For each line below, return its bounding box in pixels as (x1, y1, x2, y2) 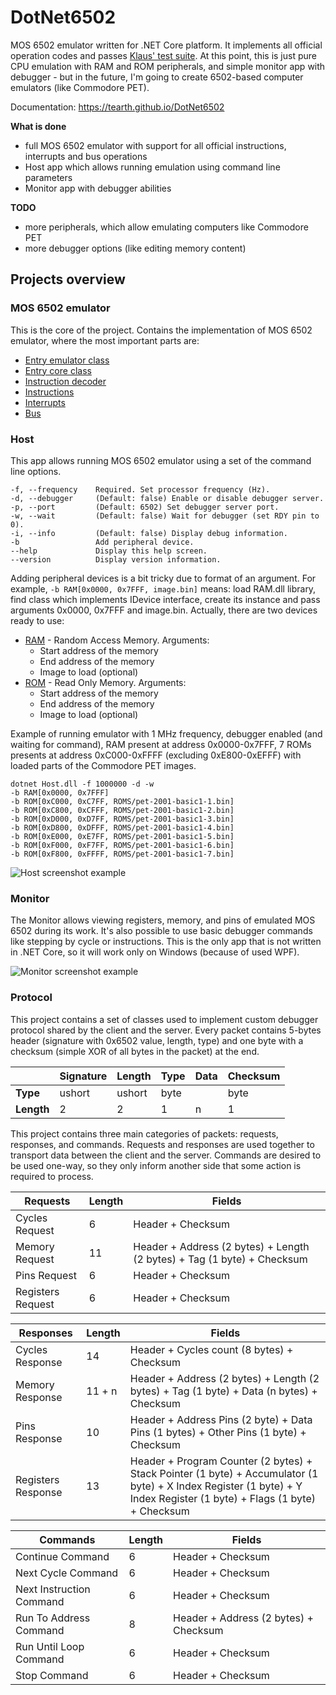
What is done (10, 120, 67, 132)
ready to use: (10, 614, 65, 626)
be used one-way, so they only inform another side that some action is (10, 1159, 302, 1171)
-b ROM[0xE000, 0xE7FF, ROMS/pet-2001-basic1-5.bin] (10, 831, 235, 841)
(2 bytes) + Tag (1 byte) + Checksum (133, 1252, 308, 1266)
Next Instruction (15, 1582, 91, 1596)
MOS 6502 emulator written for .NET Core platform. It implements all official (10, 39, 323, 51)
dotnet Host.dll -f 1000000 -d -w (10, 779, 155, 789)
